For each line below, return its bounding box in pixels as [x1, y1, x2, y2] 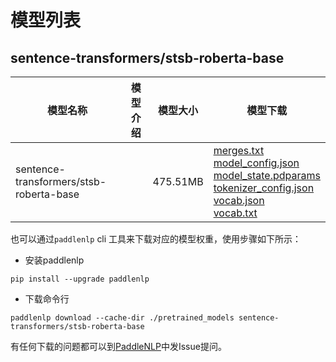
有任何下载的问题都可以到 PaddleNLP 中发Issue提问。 [10, 341, 227, 352]
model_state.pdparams [213, 169, 321, 182]
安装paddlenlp [24, 254, 85, 266]
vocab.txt [213, 206, 258, 220]
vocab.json [213, 194, 265, 207]
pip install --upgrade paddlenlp [10, 274, 150, 284]
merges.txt [213, 144, 265, 157]
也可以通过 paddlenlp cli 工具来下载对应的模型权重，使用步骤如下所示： [10, 233, 302, 245]
